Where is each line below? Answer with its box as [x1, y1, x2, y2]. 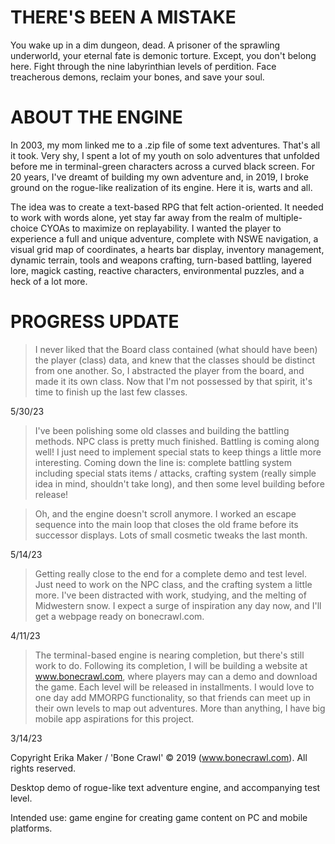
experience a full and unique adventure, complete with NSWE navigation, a [10, 232, 319, 245]
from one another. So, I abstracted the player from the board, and [34, 364, 305, 376]
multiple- [265, 211, 303, 223]
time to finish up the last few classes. [34, 386, 188, 398]
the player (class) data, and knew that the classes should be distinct [34, 354, 315, 366]
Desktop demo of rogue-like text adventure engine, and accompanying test [10, 781, 321, 793]
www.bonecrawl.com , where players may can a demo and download [34, 670, 318, 682]
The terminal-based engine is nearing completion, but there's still [34, 649, 305, 661]
